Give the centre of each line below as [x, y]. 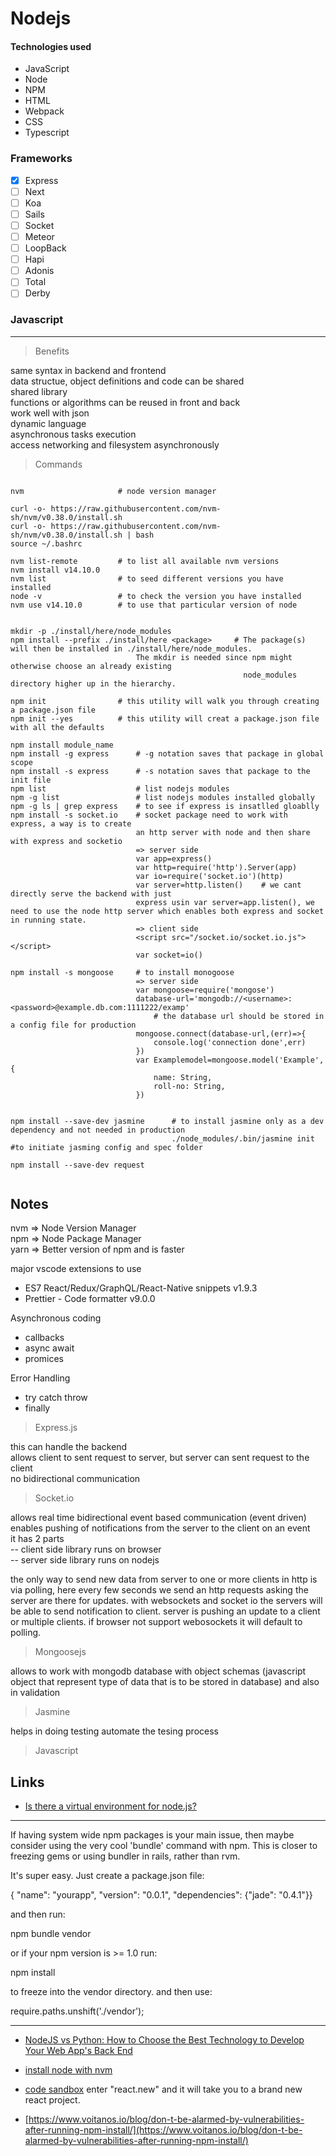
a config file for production [73, 1025]
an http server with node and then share [223, 832]
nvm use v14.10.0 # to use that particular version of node [154, 605]
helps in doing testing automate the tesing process [114, 1731]
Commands [58, 464]
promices [44, 1359]
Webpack [44, 111]
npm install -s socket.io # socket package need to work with [149, 815]
